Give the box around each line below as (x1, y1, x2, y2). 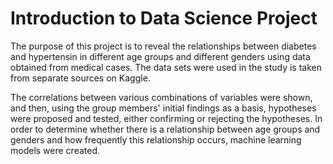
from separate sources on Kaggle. (10, 72, 151, 84)
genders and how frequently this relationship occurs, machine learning (10, 133, 302, 146)
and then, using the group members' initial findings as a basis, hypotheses (10, 102, 317, 114)
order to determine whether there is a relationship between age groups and (10, 123, 321, 135)
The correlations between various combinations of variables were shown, (10, 91, 313, 103)
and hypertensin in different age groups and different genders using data (10, 50, 311, 62)
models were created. (10, 144, 101, 156)
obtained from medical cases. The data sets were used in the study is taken (10, 61, 322, 73)
